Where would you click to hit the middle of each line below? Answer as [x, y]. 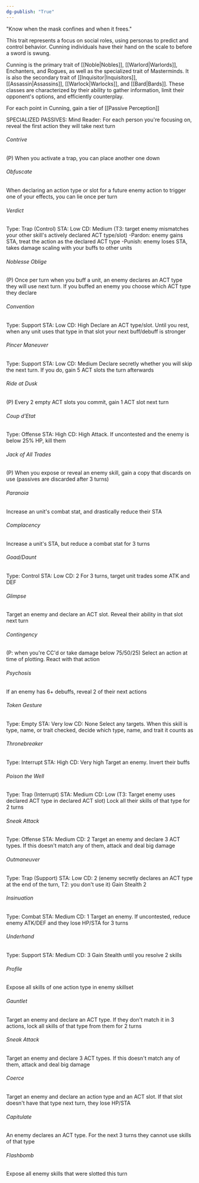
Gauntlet [17, 1001]
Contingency [22, 634]
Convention [20, 307]
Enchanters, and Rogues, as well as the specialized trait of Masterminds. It [97, 71]
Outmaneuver [23, 860]
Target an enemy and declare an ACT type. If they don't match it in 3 [90, 1019]
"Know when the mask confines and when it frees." [69, 29]
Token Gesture [24, 705]
